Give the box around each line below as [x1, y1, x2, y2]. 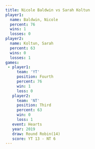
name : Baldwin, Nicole [10, 17, 58, 22]
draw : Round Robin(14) [12, 131, 60, 136]
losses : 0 [10, 31, 31, 36]
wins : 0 [10, 50, 27, 55]
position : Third [16, 103, 52, 108]
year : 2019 [12, 126, 36, 132]
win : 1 [16, 83, 31, 89]
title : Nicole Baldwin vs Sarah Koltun [5, 7, 90, 13]
